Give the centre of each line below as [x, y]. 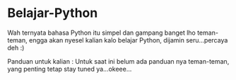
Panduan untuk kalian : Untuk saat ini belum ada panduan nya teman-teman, [118, 61]
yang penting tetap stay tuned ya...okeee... [70, 69]
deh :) [16, 47]
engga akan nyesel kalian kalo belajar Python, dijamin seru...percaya [128, 40]
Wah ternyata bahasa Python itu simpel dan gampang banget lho [101, 33]
